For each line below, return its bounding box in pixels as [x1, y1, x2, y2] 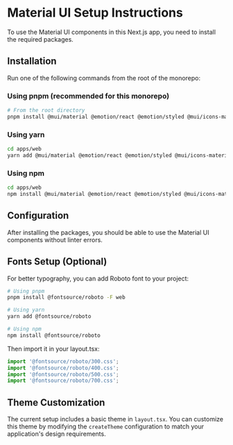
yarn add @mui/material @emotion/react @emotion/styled [7, 151, 172, 159]
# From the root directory [7, 107, 85, 114]
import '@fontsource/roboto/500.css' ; [7, 371, 119, 378]
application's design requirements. [7, 430, 106, 438]
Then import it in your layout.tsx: [7, 344, 100, 353]
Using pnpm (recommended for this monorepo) [7, 91, 170, 101]
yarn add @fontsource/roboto [7, 313, 92, 320]
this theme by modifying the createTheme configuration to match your [7, 422, 205, 431]
